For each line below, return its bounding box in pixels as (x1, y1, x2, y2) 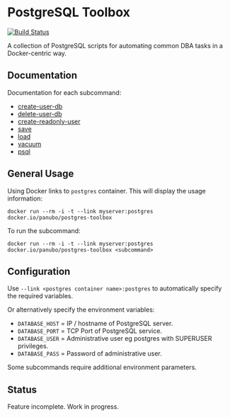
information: (7, 194, 43, 203)
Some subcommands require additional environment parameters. (7, 363, 197, 372)
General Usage (7, 168, 74, 180)
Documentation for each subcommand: (7, 88, 122, 96)
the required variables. (7, 292, 73, 300)
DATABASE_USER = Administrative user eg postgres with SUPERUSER (17, 334, 212, 343)
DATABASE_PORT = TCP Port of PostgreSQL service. (17, 327, 163, 335)
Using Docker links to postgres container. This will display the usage (7, 186, 207, 195)
